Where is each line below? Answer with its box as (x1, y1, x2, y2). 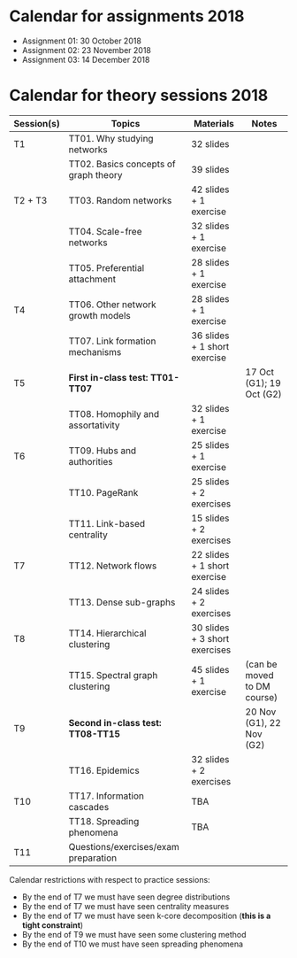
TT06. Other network (68, 298, 156, 311)
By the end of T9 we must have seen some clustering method (21, 929, 247, 939)
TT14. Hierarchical (68, 627, 147, 639)
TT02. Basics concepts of (68, 158, 176, 170)
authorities (68, 455, 113, 467)
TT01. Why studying (68, 132, 154, 144)
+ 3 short (191, 632, 230, 645)
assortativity (68, 419, 121, 431)
